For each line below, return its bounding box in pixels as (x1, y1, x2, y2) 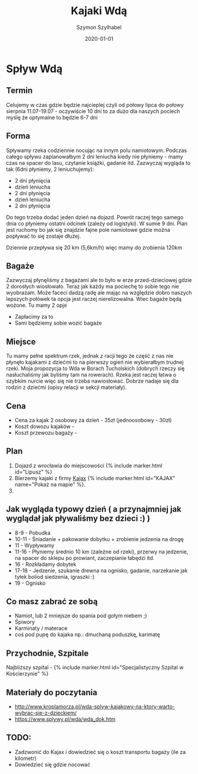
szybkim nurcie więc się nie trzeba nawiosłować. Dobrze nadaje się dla (6, 377, 179, 385)
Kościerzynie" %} (6, 670, 49, 678)
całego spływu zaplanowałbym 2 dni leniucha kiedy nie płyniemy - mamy (6, 153, 184, 160)
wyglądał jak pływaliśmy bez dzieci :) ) (6, 513, 150, 524)
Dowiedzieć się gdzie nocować (14, 761, 91, 768)
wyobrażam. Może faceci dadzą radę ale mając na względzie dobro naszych (6, 289, 192, 296)
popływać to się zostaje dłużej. (6, 232, 81, 239)
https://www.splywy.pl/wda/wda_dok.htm (14, 715, 116, 723)
